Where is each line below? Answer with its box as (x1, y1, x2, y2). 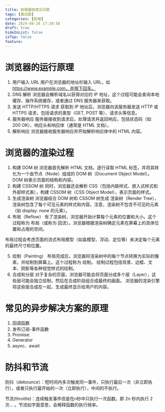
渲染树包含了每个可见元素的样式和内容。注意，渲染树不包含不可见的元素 (12, 201, 159, 207)
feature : (5, 39, 23, 44)
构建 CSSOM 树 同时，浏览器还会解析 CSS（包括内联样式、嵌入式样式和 (12, 183, 158, 189)
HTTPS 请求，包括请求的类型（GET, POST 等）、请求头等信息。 (12, 110, 140, 116)
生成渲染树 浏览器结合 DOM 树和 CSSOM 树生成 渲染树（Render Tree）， (12, 195, 159, 201)
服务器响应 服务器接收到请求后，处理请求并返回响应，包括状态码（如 (12, 116, 151, 122)
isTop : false (5, 35, 32, 40)
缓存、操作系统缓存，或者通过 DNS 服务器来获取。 (12, 97, 114, 103)
